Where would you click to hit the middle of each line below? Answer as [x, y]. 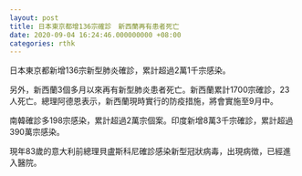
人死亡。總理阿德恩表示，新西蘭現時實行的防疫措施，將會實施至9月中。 [144, 101]
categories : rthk [42, 43]
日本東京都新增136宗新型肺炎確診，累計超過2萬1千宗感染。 [120, 70]
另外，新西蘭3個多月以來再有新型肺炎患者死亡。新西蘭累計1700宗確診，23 [150, 90]
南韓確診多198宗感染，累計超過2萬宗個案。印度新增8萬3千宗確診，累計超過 [151, 120]
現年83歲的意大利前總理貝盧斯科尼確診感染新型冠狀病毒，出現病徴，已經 [146, 151]
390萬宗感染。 [37, 132]
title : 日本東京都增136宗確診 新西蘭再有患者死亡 [94, 26]
